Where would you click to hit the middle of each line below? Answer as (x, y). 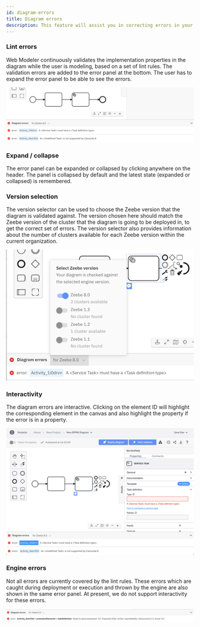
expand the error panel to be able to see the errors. (69, 79)
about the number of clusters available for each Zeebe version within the (95, 235)
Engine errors (26, 568)
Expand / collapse (33, 155)
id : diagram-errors (30, 13)
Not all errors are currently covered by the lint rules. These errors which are (99, 581)
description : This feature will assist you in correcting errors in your (100, 25)
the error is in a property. (37, 419)
